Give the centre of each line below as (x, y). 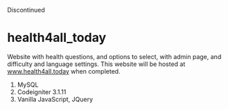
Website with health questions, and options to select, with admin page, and (114, 56)
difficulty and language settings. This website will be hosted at (96, 64)
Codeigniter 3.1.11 (42, 91)
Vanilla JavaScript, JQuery (55, 99)
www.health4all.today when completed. (64, 71)
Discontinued (26, 10)
